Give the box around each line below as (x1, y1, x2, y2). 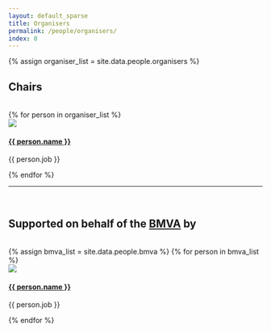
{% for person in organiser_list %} (8, 110, 122, 120)
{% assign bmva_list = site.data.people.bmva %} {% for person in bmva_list (8, 247, 260, 257)
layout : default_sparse (8, 11, 89, 20)
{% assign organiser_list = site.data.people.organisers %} (8, 57, 200, 66)
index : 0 (8, 34, 38, 43)
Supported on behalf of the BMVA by (8, 216, 197, 230)
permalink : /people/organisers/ (8, 27, 117, 35)
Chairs (8, 80, 43, 94)
